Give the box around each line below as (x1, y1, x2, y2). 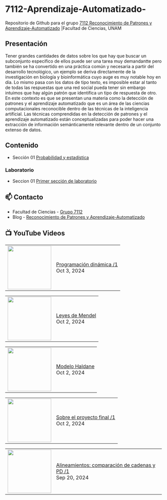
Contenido (5, 141, 39, 150)
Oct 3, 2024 (56, 267, 85, 274)
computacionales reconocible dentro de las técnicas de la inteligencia (5, 105, 148, 111)
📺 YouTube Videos (5, 229, 65, 238)
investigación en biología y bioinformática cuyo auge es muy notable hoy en (5, 74, 161, 80)
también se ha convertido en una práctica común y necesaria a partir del (5, 63, 154, 69)
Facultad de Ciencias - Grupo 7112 (12, 209, 83, 215)
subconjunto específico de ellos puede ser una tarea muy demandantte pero (5, 58, 162, 64)
